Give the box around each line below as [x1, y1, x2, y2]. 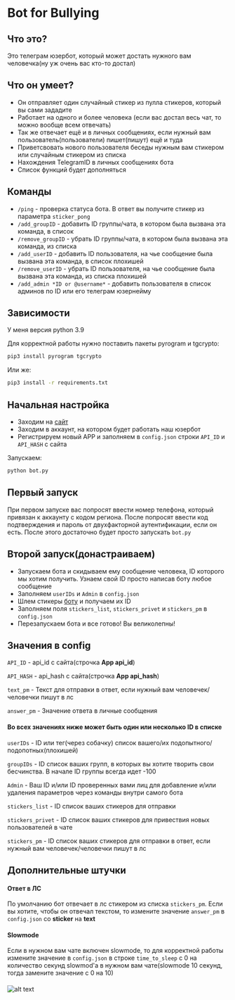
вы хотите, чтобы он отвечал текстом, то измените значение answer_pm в [7, 907, 225, 916]
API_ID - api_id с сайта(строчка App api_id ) [7, 658, 135, 666]
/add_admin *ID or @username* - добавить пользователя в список [17, 279, 212, 288]
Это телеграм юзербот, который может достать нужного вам [7, 51, 192, 60]
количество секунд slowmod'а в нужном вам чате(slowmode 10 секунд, [7, 961, 223, 970]
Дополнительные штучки [7, 864, 126, 876]
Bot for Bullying [7, 5, 100, 21]
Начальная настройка [7, 399, 110, 411]
